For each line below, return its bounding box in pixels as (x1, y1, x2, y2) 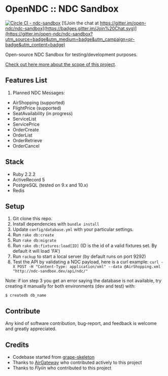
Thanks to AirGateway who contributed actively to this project (12, 360, 142, 365)
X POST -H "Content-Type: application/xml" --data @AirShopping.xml (12, 264, 161, 270)
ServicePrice (12, 121, 40, 127)
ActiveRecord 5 (12, 176, 45, 182)
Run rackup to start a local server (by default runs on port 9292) (12, 253, 146, 260)
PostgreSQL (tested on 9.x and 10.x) (12, 182, 88, 188)
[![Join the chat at (61, 20, 99, 26)
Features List (5, 76, 47, 85)
